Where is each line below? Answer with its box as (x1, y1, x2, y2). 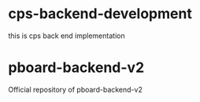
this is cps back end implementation (8, 31, 125, 40)
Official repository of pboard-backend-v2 (8, 85, 143, 94)
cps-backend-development (8, 5, 193, 23)
